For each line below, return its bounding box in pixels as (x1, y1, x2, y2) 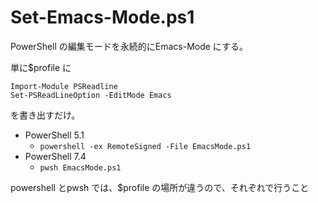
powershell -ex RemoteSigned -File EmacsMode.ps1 (39, 141, 252, 151)
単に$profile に (10, 61, 72, 73)
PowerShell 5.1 (24, 129, 85, 141)
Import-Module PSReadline (10, 81, 118, 91)
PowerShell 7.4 (24, 150, 87, 162)
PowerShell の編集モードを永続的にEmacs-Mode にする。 (10, 40, 249, 52)
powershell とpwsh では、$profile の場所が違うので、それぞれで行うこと (10, 181, 310, 193)
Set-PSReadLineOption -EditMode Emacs (10, 90, 172, 100)
